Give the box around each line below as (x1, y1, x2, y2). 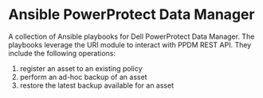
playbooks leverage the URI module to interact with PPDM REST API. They (8, 40, 252, 49)
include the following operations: (8, 48, 116, 58)
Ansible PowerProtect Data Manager (8, 6, 255, 24)
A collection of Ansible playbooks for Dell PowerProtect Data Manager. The (8, 32, 255, 41)
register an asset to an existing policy (19, 63, 143, 73)
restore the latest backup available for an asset (19, 81, 174, 90)
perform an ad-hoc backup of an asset (19, 72, 147, 81)
